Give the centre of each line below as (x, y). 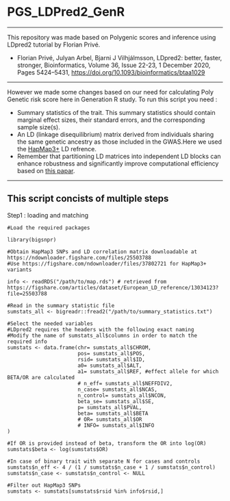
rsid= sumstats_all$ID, (112, 359)
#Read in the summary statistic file (61, 305)
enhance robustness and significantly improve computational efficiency (118, 163)
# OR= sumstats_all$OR (110, 419)
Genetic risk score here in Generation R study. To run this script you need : (112, 99)
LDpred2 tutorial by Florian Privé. (54, 44)
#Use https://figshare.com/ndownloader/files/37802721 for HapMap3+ (107, 264)
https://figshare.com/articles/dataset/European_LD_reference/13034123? (113, 287)
